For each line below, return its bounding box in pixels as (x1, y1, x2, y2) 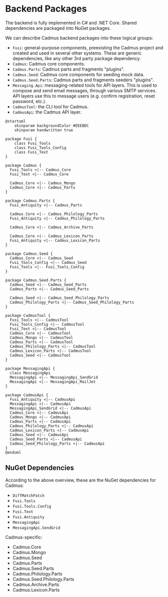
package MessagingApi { (5, 366, 55, 371)
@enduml (5, 450, 22, 455)
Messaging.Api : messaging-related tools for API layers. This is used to (12, 82, 157, 88)
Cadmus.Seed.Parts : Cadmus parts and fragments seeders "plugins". (12, 77, 154, 83)
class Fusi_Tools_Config (14, 145, 67, 150)
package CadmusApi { (5, 392, 49, 398)
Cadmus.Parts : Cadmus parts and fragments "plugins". (12, 66, 125, 72)
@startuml (5, 119, 26, 124)
